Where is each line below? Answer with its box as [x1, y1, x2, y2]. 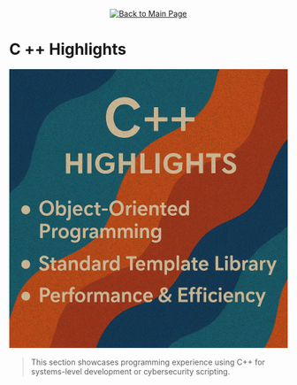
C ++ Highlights [9, 40, 126, 59]
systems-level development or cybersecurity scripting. [30, 366, 231, 376]
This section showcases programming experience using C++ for [30, 357, 265, 367]
